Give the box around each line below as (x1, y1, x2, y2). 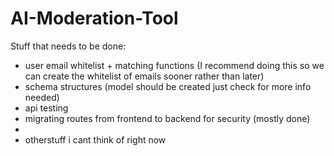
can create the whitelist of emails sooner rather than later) (24, 70, 265, 82)
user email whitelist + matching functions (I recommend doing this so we (24, 59, 325, 71)
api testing (24, 102, 69, 114)
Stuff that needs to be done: (10, 40, 127, 52)
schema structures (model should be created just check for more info (24, 80, 312, 92)
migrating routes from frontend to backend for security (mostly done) (24, 112, 311, 124)
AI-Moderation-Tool (10, 7, 179, 30)
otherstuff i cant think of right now (24, 133, 167, 146)
